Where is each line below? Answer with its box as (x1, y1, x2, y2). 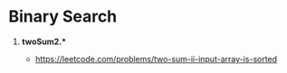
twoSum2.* (21, 36, 67, 47)
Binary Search (8, 6, 118, 27)
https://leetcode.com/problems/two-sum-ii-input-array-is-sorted (34, 53, 278, 64)
